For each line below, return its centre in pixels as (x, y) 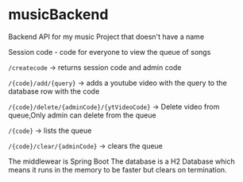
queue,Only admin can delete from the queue (82, 115)
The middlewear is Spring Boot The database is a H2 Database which (122, 161)
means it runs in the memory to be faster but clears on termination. (118, 169)
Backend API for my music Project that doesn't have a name (106, 37)
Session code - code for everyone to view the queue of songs (110, 52)
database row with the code (54, 91)
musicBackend (58, 15)
